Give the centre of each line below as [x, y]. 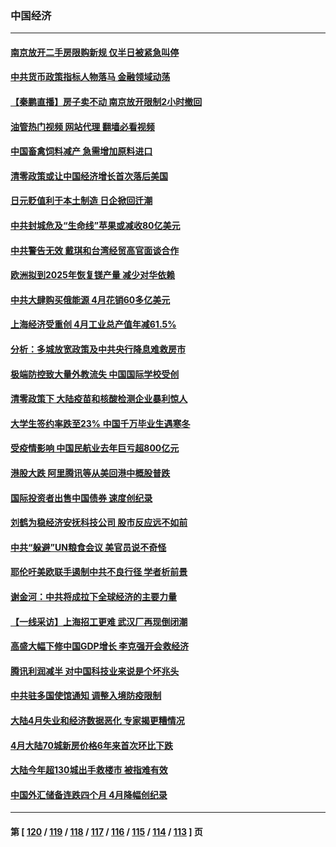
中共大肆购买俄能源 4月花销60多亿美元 [90, 299]
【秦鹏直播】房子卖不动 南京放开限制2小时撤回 [106, 102]
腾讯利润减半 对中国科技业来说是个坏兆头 [95, 671]
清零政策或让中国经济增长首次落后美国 [89, 176]
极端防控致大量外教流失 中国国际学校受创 [95, 374]
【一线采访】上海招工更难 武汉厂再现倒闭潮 [99, 621]
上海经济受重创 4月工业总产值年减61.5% [93, 324]
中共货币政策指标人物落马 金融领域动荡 [90, 77]
